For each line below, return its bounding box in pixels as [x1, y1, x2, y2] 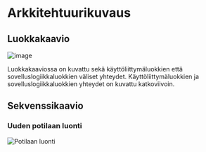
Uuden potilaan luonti [7, 121, 82, 131]
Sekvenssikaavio [7, 100, 84, 112]
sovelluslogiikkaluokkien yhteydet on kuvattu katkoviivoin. [7, 80, 175, 88]
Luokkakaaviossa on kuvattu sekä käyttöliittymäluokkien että [7, 65, 183, 73]
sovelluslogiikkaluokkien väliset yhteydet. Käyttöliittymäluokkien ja [7, 72, 199, 81]
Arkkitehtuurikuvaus [7, 5, 131, 21]
